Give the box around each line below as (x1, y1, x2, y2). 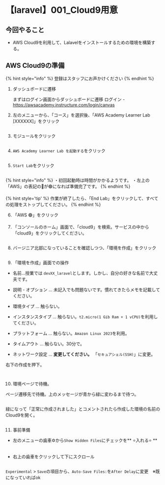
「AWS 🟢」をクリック (12, 212, 58, 218)
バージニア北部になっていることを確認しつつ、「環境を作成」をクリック (12, 244, 157, 251)
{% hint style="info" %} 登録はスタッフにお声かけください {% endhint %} (5, 75, 154, 81)
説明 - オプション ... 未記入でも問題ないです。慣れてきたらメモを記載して (12, 286, 161, 293)
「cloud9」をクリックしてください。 (12, 230, 87, 236)
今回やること (5, 26, 45, 34)
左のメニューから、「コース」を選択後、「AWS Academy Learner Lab (12, 112, 150, 118)
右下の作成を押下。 (5, 362, 45, 367)
